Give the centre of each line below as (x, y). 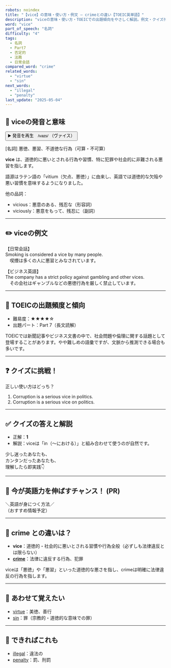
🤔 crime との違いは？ (38, 533)
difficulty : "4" (22, 34)
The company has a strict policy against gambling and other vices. (75, 277)
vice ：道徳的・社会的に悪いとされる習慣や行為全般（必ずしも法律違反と (89, 546)
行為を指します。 (32, 576)
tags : (11, 39)
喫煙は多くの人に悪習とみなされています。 (54, 260)
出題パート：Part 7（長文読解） (46, 325)
